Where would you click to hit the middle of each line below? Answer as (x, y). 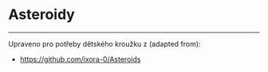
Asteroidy (42, 15)
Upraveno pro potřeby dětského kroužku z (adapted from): (104, 44)
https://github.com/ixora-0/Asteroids (80, 59)
